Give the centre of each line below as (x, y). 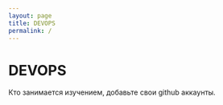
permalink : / (30, 30)
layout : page (30, 16)
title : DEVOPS (32, 23)
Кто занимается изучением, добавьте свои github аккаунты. (112, 92)
